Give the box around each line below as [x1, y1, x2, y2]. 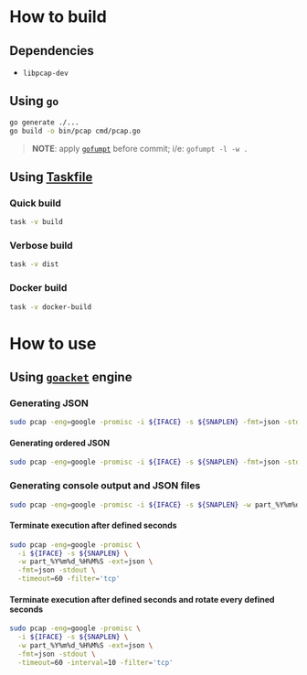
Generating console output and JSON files [9, 479, 201, 492]
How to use [9, 333, 97, 354]
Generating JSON [9, 396, 90, 409]
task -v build [9, 218, 64, 227]
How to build [9, 6, 107, 27]
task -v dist [9, 260, 59, 269]
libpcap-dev [22, 69, 69, 78]
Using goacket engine [9, 370, 132, 385]
